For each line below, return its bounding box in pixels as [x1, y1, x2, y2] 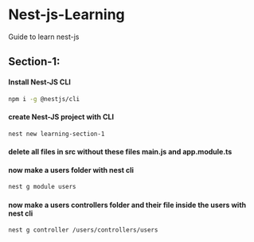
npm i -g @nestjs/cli [8, 95, 80, 103]
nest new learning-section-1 [8, 130, 105, 138]
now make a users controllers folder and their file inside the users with [8, 200, 247, 209]
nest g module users [8, 183, 77, 191]
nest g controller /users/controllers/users [8, 226, 158, 234]
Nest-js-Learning [8, 6, 125, 24]
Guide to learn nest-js [8, 32, 80, 41]
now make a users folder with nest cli [8, 165, 134, 174]
